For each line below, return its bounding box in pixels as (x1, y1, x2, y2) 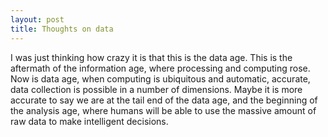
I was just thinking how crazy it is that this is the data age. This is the (10, 51, 293, 63)
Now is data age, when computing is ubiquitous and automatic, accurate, (10, 72, 311, 85)
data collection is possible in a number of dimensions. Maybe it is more (10, 83, 303, 95)
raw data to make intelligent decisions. (10, 115, 169, 127)
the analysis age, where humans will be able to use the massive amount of (10, 104, 317, 116)
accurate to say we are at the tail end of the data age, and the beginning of (10, 94, 318, 106)
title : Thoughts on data (10, 24, 114, 34)
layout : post (10, 14, 65, 25)
